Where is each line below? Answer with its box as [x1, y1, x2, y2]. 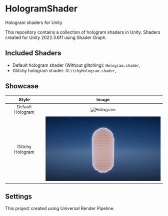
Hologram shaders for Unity [5, 19, 62, 25]
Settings [5, 192, 32, 201]
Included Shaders [5, 49, 61, 57]
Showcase [5, 82, 39, 90]
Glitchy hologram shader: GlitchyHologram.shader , [12, 67, 116, 73]
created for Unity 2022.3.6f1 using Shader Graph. [5, 34, 107, 40]
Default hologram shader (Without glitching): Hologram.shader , [12, 62, 141, 68]
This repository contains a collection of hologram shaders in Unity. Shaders [5, 29, 161, 35]
